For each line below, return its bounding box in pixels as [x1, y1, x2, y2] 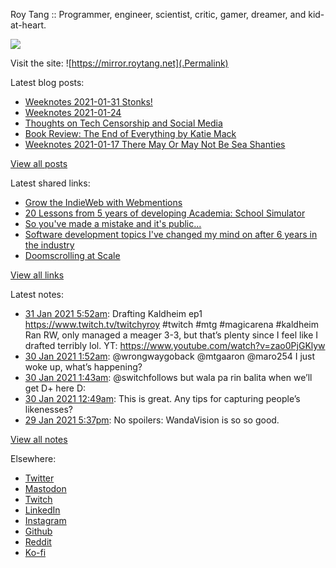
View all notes [10, 434, 68, 445]
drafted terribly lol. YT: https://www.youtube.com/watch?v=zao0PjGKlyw [24, 340, 326, 351]
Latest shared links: [10, 177, 91, 189]
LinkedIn [24, 504, 61, 516]
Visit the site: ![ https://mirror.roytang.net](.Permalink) [10, 57, 229, 69]
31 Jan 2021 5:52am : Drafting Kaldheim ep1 [24, 308, 203, 319]
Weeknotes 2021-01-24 [24, 107, 122, 118]
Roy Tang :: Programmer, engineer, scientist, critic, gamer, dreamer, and [10, 9, 307, 20]
